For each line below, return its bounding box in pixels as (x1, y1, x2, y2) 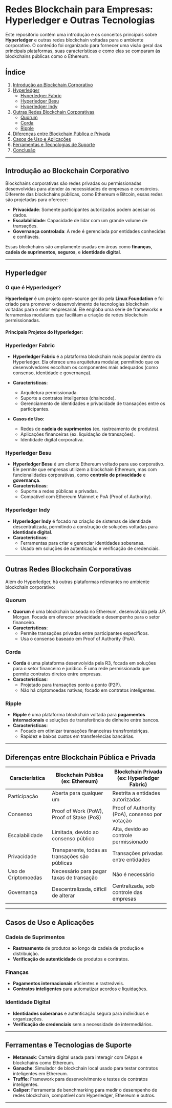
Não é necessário (112, 871, 155, 878)
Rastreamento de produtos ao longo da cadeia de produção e (12, 945, 144, 951)
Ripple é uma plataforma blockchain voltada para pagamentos (12, 712, 145, 718)
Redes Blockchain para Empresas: (5, 4, 154, 15)
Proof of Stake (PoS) (52, 814, 101, 821)
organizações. (12, 1015, 43, 1022)
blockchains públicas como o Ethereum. (5, 53, 90, 59)
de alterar (52, 892, 75, 899)
